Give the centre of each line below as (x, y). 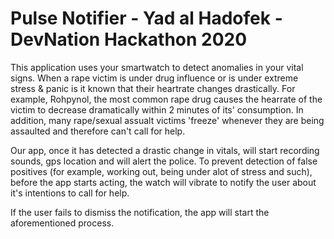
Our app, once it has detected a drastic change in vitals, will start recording (165, 150)
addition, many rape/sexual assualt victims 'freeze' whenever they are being (167, 120)
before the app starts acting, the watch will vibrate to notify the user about (163, 182)
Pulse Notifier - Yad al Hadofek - (146, 18)
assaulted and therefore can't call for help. (98, 131)
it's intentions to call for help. (70, 193)
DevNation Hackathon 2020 (129, 39)
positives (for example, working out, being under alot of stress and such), (161, 171)
